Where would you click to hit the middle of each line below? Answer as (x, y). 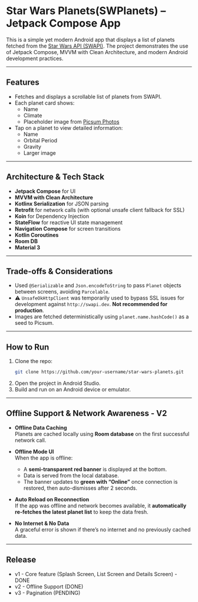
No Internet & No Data (42, 523)
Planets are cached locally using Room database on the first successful (102, 434)
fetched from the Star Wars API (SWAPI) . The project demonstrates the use (97, 46)
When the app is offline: (44, 458)
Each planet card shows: (44, 103)
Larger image (39, 153)
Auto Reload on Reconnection (52, 499)
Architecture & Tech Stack (55, 177)
